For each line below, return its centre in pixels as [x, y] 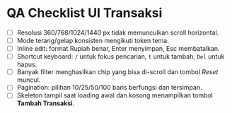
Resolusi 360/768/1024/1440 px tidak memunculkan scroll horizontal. [118, 32]
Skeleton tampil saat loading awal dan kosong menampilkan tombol [115, 95]
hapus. [27, 64]
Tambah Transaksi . [46, 103]
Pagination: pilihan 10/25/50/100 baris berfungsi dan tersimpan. [109, 88]
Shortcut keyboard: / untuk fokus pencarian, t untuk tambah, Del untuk [121, 56]
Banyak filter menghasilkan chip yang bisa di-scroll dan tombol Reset [117, 72]
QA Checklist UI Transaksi [85, 13]
